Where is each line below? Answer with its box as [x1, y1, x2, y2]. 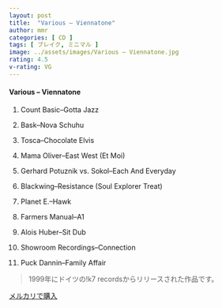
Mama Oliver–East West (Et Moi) [20, 151, 126, 160]
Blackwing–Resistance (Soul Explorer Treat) [20, 181, 163, 190]
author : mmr [9, 26, 48, 34]
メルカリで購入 [9, 291, 58, 300]
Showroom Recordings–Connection [20, 242, 137, 252]
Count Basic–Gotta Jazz [20, 104, 100, 115]
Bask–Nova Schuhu [20, 120, 85, 130]
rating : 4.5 [9, 56, 48, 64]
